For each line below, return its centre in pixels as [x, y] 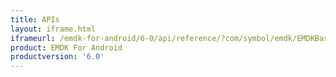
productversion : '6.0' [57, 57]
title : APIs [35, 19]
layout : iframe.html [53, 29]
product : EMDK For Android [66, 47]
